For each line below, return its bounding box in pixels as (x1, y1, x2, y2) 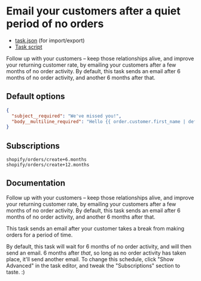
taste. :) (6, 268, 25, 276)
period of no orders (6, 17, 104, 31)
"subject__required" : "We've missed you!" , (11, 113, 121, 119)
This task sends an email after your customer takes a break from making (6, 225, 184, 232)
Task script (14, 43, 43, 50)
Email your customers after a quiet (6, 4, 181, 18)
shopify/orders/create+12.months (6, 162, 90, 168)
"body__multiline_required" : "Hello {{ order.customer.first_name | (11, 118, 186, 124)
